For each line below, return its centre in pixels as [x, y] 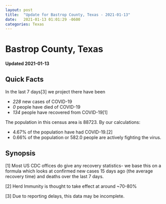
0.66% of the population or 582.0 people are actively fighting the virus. [87, 137]
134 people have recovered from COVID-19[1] [60, 112]
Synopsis [20, 154]
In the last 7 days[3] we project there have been [55, 91]
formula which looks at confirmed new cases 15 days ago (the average [79, 171]
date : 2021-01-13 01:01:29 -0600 [43, 19]
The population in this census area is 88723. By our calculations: [73, 122]
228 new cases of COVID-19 [42, 101]
